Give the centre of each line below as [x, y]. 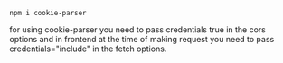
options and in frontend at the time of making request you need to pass [142, 39]
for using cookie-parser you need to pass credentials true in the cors [138, 30]
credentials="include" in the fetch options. [88, 49]
